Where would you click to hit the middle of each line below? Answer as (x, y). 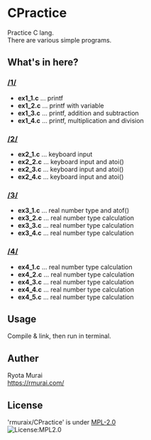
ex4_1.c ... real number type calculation (75, 267)
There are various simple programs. (60, 40)
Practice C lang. (31, 33)
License (25, 405)
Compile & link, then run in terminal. (59, 336)
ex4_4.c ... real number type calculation (76, 289)
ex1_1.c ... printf (40, 98)
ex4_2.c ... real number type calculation (76, 274)
